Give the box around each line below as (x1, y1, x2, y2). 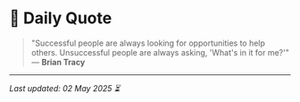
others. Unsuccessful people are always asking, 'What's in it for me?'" (30, 47, 290, 57)
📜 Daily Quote (9, 8, 112, 29)
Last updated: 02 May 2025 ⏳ (9, 82, 121, 93)
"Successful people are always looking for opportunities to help (30, 38, 266, 48)
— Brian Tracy (30, 56, 86, 67)
